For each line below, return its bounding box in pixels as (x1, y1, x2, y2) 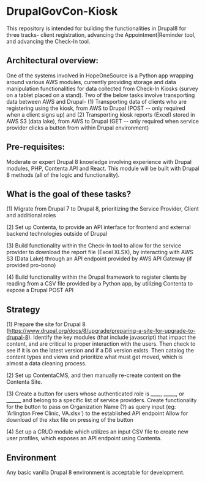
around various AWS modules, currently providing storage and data (6, 78, 176, 85)
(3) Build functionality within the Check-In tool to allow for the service (6, 242, 182, 249)
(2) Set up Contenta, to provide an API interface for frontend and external (6, 224, 191, 231)
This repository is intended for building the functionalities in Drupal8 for (6, 25, 187, 32)
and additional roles (6, 212, 56, 219)
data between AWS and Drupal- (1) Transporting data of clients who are (6, 98, 187, 105)
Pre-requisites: (6, 142, 65, 152)
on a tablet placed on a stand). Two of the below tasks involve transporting (6, 91, 195, 99)
